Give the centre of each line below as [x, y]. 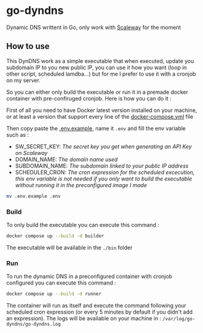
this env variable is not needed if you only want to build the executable [104, 179]
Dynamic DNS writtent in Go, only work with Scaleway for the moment [94, 27]
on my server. [23, 80]
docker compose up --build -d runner [54, 294]
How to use [28, 46]
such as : [18, 134]
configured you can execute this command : [61, 283]
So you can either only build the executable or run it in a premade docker [97, 92]
